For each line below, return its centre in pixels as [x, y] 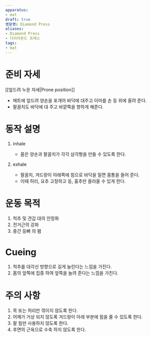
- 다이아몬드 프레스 [23, 39]
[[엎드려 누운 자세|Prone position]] [40, 89]
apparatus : [17, 10]
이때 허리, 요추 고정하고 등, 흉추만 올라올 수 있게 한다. [73, 181]
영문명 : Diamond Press [28, 24]
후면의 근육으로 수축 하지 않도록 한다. [49, 330]
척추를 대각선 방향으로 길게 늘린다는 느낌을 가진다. [62, 267]
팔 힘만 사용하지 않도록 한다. [40, 323]
